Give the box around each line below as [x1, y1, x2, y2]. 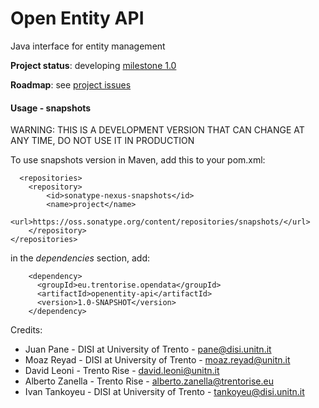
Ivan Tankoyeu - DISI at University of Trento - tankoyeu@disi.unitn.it [24, 386, 305, 398]
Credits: [10, 324, 43, 336]
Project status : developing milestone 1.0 [10, 59, 177, 71]
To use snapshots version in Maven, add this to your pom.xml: [10, 154, 266, 166]
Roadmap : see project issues [10, 78, 132, 91]
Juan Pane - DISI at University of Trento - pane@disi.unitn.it [24, 343, 272, 356]
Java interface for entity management [10, 40, 166, 52]
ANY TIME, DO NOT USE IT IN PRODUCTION [10, 135, 195, 147]
